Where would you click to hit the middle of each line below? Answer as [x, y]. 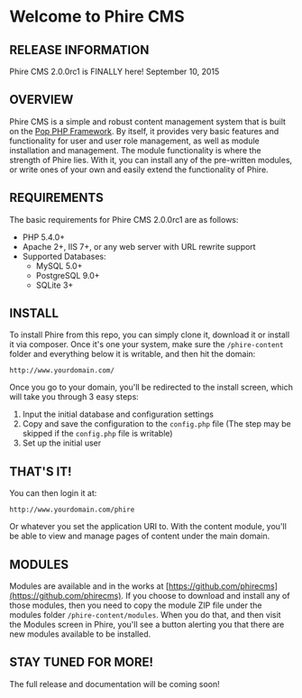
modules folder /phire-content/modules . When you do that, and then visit [145, 615]
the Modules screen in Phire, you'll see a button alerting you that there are [147, 625]
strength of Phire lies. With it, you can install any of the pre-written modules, [151, 160]
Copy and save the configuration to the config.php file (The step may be [156, 424]
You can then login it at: [53, 493]
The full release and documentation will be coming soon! [115, 684]
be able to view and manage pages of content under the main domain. [140, 536]
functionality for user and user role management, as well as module [134, 141]
